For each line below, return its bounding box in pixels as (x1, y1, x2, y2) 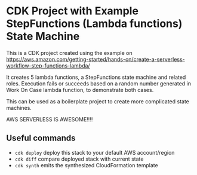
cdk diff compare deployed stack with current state (14, 155, 144, 162)
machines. (6, 104, 32, 111)
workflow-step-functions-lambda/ (6, 62, 91, 69)
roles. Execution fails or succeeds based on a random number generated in (6, 79, 191, 87)
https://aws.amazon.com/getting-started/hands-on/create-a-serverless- (6, 56, 185, 63)
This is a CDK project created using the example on (6, 49, 133, 56)
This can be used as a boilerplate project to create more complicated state (6, 97, 190, 105)
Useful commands (6, 133, 76, 143)
